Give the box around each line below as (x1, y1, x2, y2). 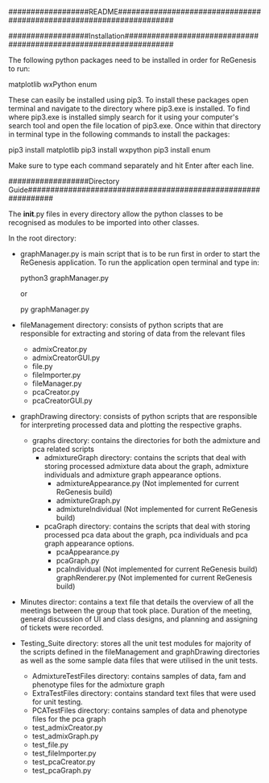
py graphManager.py (19, 304, 90, 314)
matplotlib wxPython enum (8, 80, 97, 89)
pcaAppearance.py (56, 547, 120, 556)
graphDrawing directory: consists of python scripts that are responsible (19, 412, 258, 421)
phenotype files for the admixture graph (31, 680, 165, 689)
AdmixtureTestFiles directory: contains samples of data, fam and (31, 672, 246, 680)
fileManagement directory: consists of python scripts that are (19, 320, 224, 329)
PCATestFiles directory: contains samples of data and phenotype (31, 706, 248, 715)
